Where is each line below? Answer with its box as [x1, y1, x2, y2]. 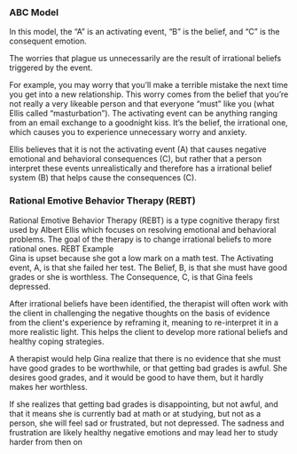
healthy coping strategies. [9, 336, 105, 346]
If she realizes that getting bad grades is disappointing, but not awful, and [9, 398, 279, 410]
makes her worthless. [9, 381, 88, 392]
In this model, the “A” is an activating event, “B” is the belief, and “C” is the [9, 27, 280, 37]
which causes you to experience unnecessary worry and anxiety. [9, 127, 247, 138]
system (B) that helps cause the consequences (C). [9, 172, 197, 183]
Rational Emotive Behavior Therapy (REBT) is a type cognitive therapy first [9, 215, 280, 226]
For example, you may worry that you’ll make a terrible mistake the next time [9, 80, 288, 91]
